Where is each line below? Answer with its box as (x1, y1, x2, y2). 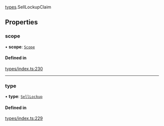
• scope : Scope (5, 44, 35, 50)
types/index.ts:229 (5, 115, 43, 121)
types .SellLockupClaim (5, 4, 51, 10)
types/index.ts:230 (5, 66, 43, 72)
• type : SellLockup (5, 93, 43, 99)
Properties (5, 18, 38, 26)
